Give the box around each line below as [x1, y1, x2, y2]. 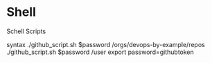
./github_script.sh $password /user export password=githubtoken [6, 48, 195, 56]
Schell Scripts [6, 27, 46, 35]
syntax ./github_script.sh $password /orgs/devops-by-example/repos [6, 40, 205, 48]
